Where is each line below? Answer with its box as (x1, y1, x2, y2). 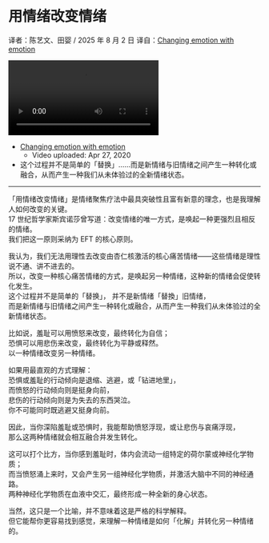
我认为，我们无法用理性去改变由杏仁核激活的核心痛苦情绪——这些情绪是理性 (8, 251, 261, 261)
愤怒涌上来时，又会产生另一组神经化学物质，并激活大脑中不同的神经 (22, 469, 247, 478)
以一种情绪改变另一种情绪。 (8, 348, 100, 357)
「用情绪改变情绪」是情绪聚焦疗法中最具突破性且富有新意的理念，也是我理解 (8, 194, 261, 204)
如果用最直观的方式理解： (8, 365, 93, 374)
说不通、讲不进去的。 (8, 261, 78, 270)
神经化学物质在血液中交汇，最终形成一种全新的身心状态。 (22, 489, 212, 498)
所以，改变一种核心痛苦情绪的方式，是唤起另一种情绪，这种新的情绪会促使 (8, 271, 254, 281)
